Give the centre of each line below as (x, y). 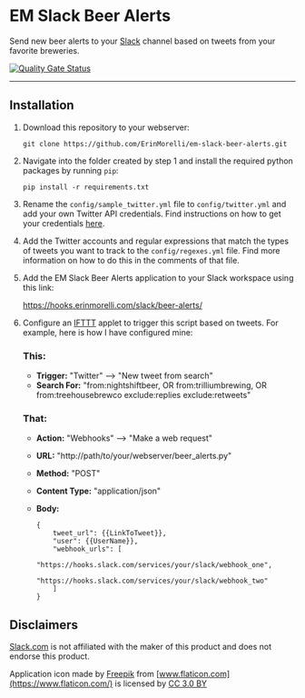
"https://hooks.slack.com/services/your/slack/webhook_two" (152, 581)
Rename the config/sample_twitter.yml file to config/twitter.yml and (154, 204)
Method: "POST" (68, 474)
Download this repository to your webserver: (106, 127)
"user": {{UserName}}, (96, 542)
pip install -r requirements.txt (86, 187)
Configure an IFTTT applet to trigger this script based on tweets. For (150, 323)
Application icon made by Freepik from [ (84, 674)
